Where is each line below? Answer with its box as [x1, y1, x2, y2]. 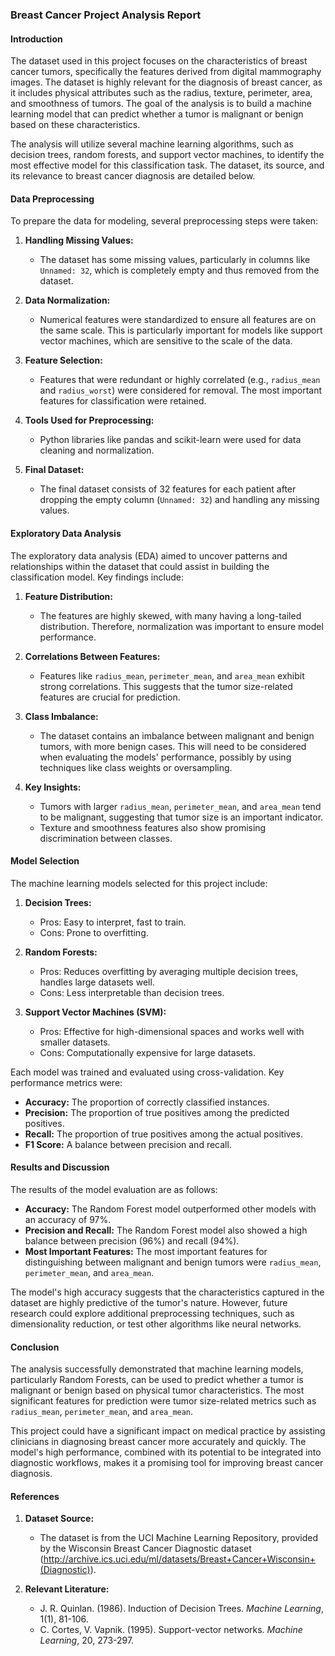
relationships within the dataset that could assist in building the [10, 560, 270, 572]
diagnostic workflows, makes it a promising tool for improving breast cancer [10, 1457, 324, 1469]
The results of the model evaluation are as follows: [10, 1183, 218, 1195]
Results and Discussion [10, 1161, 110, 1173]
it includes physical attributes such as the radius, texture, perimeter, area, [10, 87, 313, 99]
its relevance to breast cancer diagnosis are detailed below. [10, 170, 256, 182]
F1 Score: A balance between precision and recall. [24, 1138, 232, 1150]
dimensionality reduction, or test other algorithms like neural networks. [10, 1318, 302, 1330]
